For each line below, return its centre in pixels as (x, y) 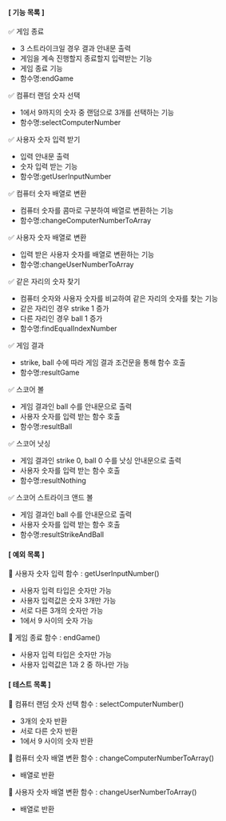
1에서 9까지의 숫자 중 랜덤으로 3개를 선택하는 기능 (97, 113)
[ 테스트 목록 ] (30, 685)
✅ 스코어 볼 (26, 390)
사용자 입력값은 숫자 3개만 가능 (68, 601)
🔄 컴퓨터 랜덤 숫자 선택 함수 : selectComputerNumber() (96, 703)
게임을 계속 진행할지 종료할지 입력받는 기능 (86, 58)
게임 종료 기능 (41, 69)
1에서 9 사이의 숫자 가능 (56, 621)
